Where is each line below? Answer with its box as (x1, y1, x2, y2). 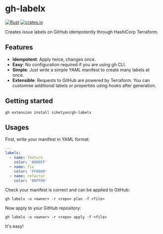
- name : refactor (9, 173, 45, 178)
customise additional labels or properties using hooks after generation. (12, 82, 157, 88)
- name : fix (9, 164, 35, 169)
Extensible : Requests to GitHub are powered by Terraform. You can (12, 77, 150, 83)
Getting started (5, 97, 53, 105)
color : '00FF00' (14, 178, 48, 183)
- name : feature (9, 155, 43, 160)
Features (5, 43, 33, 52)
